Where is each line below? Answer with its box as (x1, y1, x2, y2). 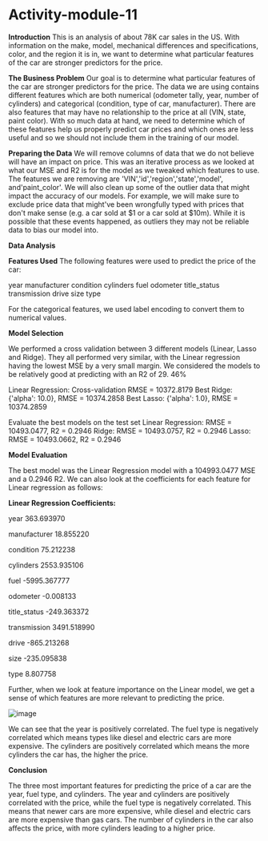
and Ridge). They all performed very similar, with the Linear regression (8, 352, 241, 362)
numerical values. (8, 313, 67, 322)
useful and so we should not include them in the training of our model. (8, 132, 240, 142)
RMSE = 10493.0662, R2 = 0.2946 (8, 435, 122, 444)
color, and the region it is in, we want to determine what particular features (8, 49, 254, 59)
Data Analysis (8, 241, 56, 250)
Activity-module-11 (8, 6, 138, 24)
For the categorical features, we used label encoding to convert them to (8, 304, 245, 313)
